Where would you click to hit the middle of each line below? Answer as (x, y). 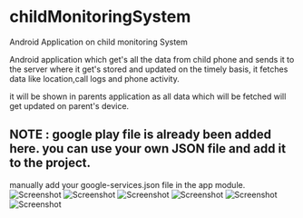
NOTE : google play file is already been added (141, 135)
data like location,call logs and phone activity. (94, 78)
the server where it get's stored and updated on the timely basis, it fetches (149, 69)
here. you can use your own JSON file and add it (148, 149)
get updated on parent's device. (69, 105)
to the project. (50, 163)
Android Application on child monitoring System (99, 42)
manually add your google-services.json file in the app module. (127, 184)
